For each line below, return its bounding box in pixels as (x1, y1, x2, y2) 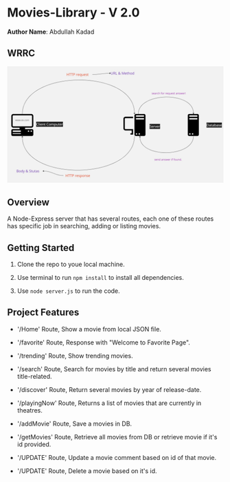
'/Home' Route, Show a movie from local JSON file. (16, 325, 161, 333)
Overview (7, 196, 50, 208)
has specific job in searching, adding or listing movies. (7, 222, 161, 230)
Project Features (7, 307, 80, 318)
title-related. (16, 372, 53, 380)
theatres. (16, 406, 43, 414)
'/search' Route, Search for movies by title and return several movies (16, 364, 211, 373)
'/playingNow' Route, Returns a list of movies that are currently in (16, 399, 202, 407)
